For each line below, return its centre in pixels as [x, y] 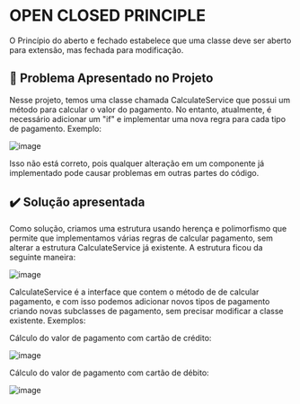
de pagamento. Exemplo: [55, 128]
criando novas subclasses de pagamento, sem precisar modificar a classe [146, 311]
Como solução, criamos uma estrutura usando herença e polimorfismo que [148, 228]
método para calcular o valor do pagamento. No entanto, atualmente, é [141, 110]
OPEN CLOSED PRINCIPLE [108, 16]
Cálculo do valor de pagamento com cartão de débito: [109, 373]
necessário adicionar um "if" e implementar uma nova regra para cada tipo [147, 119]
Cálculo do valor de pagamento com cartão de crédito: [110, 338]
